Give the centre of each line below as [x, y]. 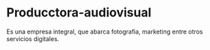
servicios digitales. [33, 38]
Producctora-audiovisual [79, 13]
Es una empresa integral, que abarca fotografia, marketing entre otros [105, 32]
